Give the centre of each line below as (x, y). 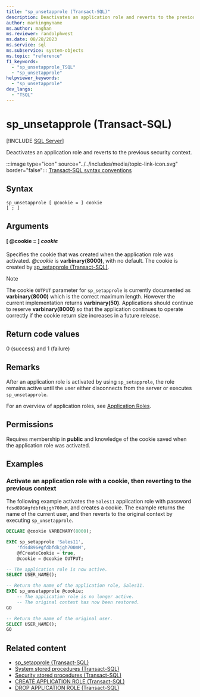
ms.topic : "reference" (34, 56)
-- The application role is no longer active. (76, 597)
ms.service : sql (26, 45)
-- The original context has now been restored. (78, 602)
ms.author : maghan (29, 28)
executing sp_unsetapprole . (40, 520)
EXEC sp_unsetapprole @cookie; (45, 591)
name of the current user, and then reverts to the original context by (89, 514)
